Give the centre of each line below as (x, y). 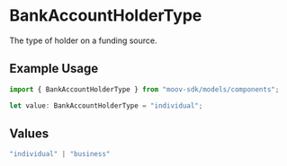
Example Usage (54, 69)
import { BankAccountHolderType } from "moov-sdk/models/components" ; (144, 89)
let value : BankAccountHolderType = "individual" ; (106, 105)
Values (29, 133)
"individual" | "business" (60, 154)
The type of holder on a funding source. (83, 40)
